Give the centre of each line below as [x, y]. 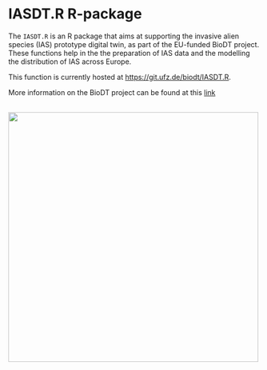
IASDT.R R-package [75, 14]
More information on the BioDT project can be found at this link [112, 92]
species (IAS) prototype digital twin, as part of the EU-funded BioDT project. [134, 44]
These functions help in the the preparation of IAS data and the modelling [129, 53]
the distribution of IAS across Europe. [70, 62]
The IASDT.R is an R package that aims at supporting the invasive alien [124, 36]
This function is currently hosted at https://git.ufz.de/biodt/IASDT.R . [120, 77]
